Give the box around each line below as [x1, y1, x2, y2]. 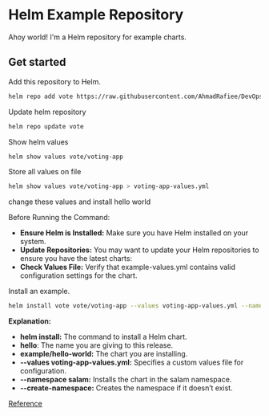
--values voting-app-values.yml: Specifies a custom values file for [19, 357, 244, 367]
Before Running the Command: [8, 213, 110, 222]
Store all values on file [8, 167, 82, 177]
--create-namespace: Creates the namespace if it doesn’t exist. [19, 383, 234, 393]
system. [19, 237, 46, 247]
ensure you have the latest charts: [19, 254, 133, 263]
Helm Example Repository [8, 6, 184, 24]
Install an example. [8, 287, 70, 296]
